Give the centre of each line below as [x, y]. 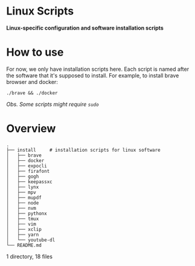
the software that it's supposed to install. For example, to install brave [93, 75]
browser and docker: [32, 82]
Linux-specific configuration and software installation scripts [85, 28]
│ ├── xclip [24, 229]
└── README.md [24, 245]
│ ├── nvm [21, 208]
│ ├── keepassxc [29, 182]
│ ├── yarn [23, 235]
